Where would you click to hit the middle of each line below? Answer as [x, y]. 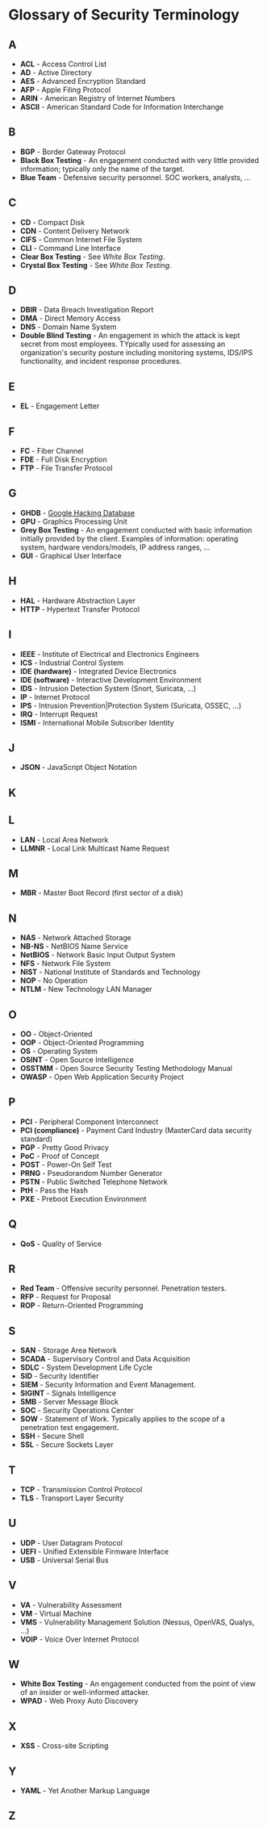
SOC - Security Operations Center [77, 1411]
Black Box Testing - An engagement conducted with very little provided [140, 160]
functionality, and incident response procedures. [101, 362]
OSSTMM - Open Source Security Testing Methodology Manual [126, 1068]
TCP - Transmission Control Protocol [81, 1490]
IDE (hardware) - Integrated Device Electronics [98, 671]
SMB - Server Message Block [69, 1402]
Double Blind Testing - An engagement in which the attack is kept [130, 336]
